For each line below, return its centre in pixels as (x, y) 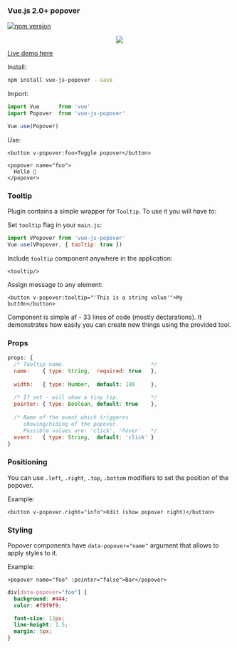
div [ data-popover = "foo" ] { (47, 592)
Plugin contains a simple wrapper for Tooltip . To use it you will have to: (112, 211)
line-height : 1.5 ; (41, 625)
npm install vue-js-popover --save (60, 80)
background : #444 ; (41, 599)
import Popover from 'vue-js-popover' (67, 114)
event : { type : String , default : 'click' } (84, 437)
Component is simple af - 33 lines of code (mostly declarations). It (105, 317)
